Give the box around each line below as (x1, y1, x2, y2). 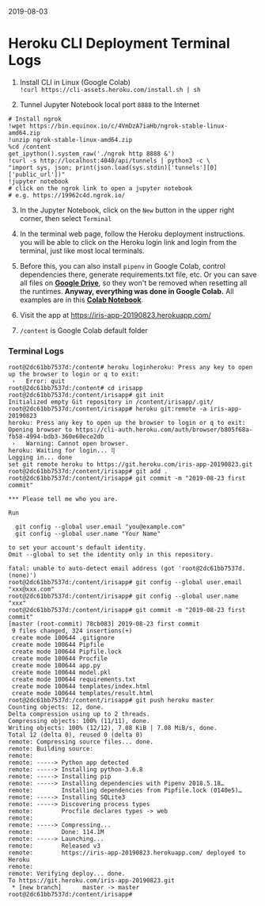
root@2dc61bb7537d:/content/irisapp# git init (8, 392, 165, 399)
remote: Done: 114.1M (8, 828, 104, 836)
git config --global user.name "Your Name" (15, 530, 161, 538)
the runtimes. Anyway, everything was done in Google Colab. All (19, 286, 235, 296)
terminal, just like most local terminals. (19, 246, 145, 255)
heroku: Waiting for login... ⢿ (8, 447, 116, 455)
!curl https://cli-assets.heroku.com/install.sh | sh (19, 86, 201, 94)
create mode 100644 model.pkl (11, 669, 112, 677)
